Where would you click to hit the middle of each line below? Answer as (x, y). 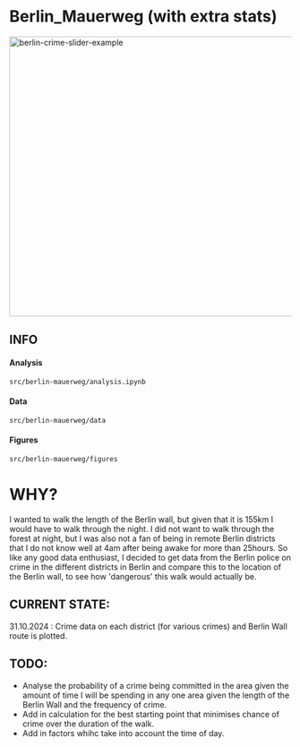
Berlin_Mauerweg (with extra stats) (143, 17)
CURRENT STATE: (60, 605)
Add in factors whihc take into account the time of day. (123, 733)
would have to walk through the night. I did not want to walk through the (142, 528)
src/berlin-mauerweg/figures (64, 459)
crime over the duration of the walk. (88, 724)
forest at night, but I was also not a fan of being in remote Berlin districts (142, 538)
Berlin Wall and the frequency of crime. (94, 704)
